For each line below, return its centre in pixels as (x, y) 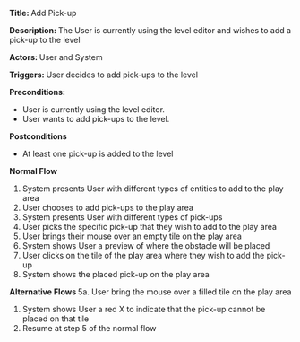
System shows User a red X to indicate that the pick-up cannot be (144, 309)
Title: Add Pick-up (43, 13)
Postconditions (38, 136)
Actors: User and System (56, 57)
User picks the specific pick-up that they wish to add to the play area (150, 227)
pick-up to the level (45, 40)
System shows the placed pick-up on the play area (116, 274)
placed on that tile (56, 319)
